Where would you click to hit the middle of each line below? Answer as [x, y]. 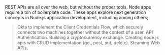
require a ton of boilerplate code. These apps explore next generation [76, 12]
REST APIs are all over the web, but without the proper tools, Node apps [78, 7]
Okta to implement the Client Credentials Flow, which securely [80, 27]
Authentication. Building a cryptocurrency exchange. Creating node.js [88, 37]
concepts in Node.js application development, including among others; [77, 17]
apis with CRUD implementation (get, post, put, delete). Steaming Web [88, 43]
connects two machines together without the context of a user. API [85, 32]
